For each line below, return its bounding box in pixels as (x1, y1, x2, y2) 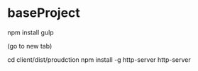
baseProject (7, 5, 80, 21)
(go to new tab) (7, 41, 53, 50)
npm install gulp (7, 28, 55, 37)
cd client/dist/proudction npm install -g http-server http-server (7, 55, 192, 64)
